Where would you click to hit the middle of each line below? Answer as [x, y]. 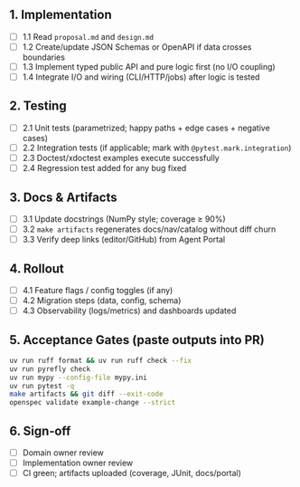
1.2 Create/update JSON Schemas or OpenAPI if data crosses [137, 47]
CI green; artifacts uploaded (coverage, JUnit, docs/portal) [132, 473]
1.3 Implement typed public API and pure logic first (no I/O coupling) [149, 66]
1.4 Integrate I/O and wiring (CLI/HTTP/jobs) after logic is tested [141, 77]
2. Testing [38, 106]
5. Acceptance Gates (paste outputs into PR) [137, 340]
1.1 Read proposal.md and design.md [88, 36]
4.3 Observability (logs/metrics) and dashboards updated [129, 310]
